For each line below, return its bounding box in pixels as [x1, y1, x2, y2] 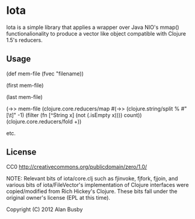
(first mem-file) [6, 81, 44, 89]
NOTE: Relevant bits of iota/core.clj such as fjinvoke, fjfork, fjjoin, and [6, 174, 179, 182]
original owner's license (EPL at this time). [6, 194, 110, 201]
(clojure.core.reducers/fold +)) [6, 118, 82, 125]
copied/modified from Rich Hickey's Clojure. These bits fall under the [6, 188, 178, 195]
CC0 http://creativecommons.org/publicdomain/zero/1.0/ [6, 163, 147, 170]
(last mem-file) [6, 93, 43, 100]
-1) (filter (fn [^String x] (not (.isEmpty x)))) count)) [17, 111, 143, 118]
